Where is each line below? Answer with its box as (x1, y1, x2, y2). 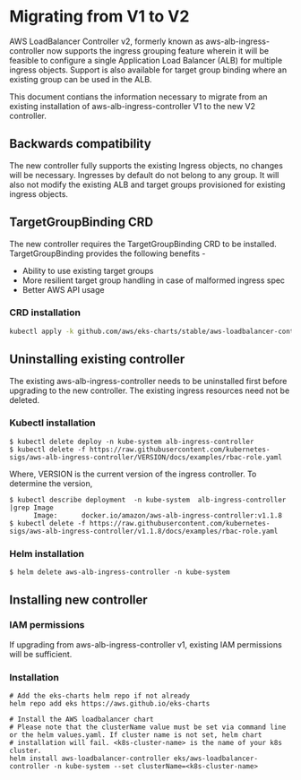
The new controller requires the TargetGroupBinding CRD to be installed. (9, 238, 278, 249)
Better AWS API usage (21, 284, 105, 295)
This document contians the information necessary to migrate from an (9, 91, 268, 102)
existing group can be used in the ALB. (9, 73, 152, 84)
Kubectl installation (9, 416, 96, 429)
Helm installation (9, 547, 85, 560)
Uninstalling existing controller (9, 352, 185, 367)
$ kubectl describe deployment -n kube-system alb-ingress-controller (9, 495, 287, 504)
